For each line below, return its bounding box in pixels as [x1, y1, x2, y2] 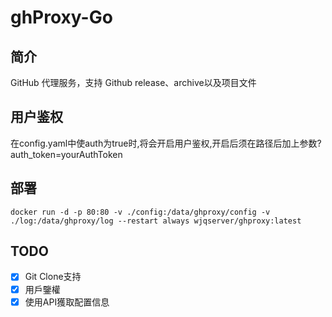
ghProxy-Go [10, 6, 113, 29]
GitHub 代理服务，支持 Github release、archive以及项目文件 [10, 77, 257, 88]
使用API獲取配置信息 [24, 296, 110, 308]
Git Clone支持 [24, 271, 82, 283]
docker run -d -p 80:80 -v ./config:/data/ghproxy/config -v [10, 207, 271, 217]
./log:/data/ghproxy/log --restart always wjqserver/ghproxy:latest [10, 216, 302, 226]
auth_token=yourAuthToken [10, 148, 123, 160]
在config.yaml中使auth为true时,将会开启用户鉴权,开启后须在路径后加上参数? [10, 137, 322, 149]
